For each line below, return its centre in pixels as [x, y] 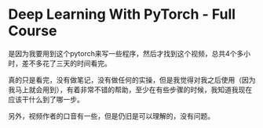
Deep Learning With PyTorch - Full [122, 14]
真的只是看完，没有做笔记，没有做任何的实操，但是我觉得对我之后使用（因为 [132, 80]
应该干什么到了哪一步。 [46, 99]
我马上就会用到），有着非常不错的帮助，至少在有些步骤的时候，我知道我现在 [130, 89]
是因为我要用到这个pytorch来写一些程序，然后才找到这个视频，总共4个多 [126, 53]
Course [33, 31]
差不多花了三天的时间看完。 [66, 63]
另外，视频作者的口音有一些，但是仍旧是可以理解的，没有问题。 [111, 116]
